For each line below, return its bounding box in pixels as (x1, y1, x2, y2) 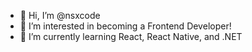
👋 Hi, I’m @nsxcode (19, 10, 101, 21)
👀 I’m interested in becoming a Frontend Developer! (19, 20, 232, 32)
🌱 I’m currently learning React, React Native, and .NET (19, 31, 243, 42)
